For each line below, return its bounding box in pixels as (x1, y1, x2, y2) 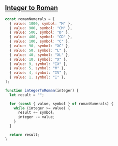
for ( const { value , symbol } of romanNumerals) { (9, 101, 114, 106)
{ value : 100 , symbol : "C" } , (9, 39, 70, 44)
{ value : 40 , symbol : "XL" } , (9, 53, 70, 57)
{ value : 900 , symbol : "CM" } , (9, 26, 73, 30)
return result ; (9, 132, 40, 137)
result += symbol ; (17, 110, 55, 115)
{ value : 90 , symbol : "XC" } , (9, 43, 70, 49)
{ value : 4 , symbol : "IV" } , (9, 70, 68, 75)
